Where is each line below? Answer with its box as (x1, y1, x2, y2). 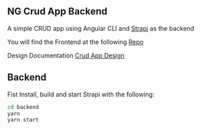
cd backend (7, 103, 39, 110)
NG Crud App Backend (7, 6, 108, 17)
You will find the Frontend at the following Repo (7, 38, 144, 46)
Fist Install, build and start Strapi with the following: (7, 90, 155, 99)
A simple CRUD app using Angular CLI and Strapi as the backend (7, 24, 195, 32)
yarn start (7, 117, 39, 124)
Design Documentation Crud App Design (7, 51, 125, 59)
